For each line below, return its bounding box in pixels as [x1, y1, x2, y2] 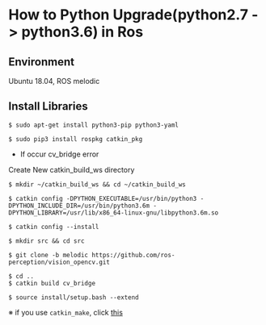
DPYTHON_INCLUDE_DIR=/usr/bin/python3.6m [8, 202, 150, 210]
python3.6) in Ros [21, 23, 144, 41]
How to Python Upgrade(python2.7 [8, 6, 249, 24]
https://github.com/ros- [91, 251, 175, 259]
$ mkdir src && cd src [8, 236, 85, 245]
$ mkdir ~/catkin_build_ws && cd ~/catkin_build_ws [8, 180, 186, 189]
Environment [8, 55, 75, 69]
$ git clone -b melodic [8, 251, 89, 259]
